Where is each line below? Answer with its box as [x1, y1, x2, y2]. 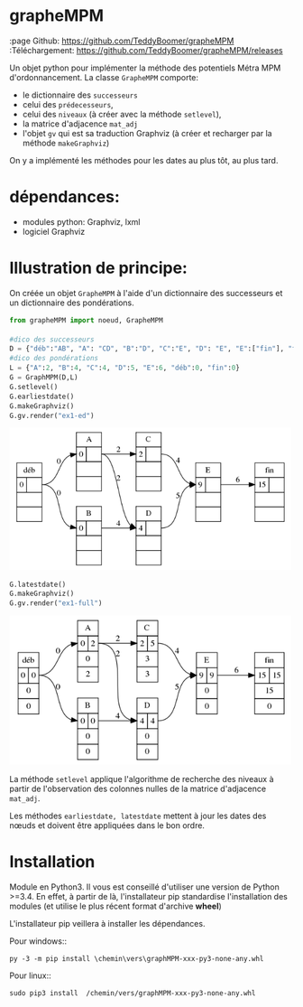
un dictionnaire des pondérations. [9, 297, 134, 308]
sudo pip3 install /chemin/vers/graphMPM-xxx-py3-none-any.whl [9, 988, 256, 998]
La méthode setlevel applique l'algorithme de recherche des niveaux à [9, 773, 274, 784]
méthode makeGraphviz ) [22, 137, 110, 148]
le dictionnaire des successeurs [22, 89, 138, 100]
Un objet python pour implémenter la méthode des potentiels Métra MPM [9, 62, 281, 73]
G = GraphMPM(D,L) [9, 373, 78, 382]
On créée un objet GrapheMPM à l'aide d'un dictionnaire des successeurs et [9, 287, 283, 298]
